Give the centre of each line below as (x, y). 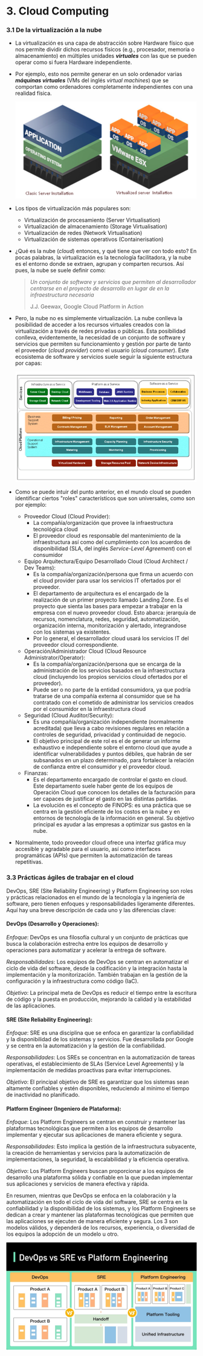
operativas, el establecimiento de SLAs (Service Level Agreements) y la (95, 1064)
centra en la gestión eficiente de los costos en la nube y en (106, 812)
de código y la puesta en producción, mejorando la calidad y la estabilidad (99, 999)
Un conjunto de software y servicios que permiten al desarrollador (113, 281)
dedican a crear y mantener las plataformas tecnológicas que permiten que (100, 1215)
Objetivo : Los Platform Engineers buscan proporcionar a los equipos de (95, 1171)
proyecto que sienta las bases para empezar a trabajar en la (108, 606)
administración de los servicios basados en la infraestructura (109, 670)
